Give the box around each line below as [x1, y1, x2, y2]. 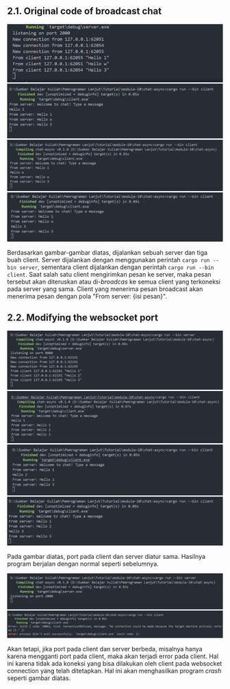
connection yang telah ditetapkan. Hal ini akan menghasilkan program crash [7, 667, 222, 675]
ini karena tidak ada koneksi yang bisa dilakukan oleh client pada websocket [7, 660, 222, 668]
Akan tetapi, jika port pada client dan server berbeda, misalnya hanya [7, 645, 203, 653]
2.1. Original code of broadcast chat [7, 5, 162, 17]
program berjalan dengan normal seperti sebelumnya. [7, 560, 159, 568]
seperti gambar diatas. [7, 674, 71, 682]
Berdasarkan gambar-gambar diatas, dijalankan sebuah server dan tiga [7, 248, 207, 256]
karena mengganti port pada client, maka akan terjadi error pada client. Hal [7, 652, 219, 660]
